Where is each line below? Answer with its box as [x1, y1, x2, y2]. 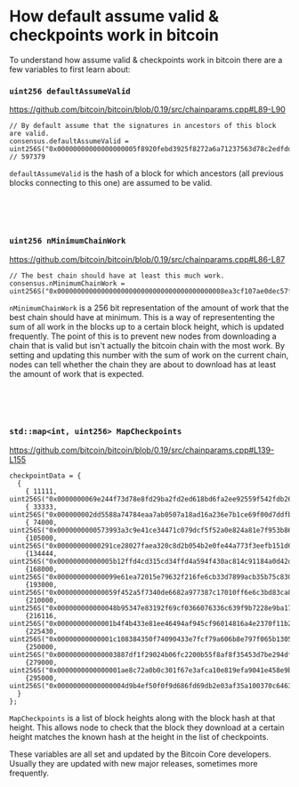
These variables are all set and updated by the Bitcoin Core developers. [9, 749, 271, 759]
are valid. [9, 129, 50, 139]
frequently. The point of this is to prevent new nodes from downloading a [9, 331, 278, 341]
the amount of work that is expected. [9, 368, 145, 379]
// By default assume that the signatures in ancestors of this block [9, 122, 277, 131]
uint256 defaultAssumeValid [9, 86, 131, 96]
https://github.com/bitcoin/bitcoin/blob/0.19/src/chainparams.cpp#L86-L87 [9, 253, 286, 264]
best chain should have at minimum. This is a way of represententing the [9, 311, 276, 322]
